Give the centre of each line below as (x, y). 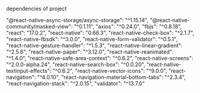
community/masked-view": (40, 27)
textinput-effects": (29, 71)
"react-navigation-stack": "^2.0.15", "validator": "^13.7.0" (75, 83)
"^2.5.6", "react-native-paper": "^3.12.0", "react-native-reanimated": (90, 52)
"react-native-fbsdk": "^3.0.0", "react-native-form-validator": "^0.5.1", (92, 39)
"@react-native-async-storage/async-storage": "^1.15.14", (77, 20)
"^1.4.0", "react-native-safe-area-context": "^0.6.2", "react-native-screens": (100, 58)
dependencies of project (37, 9)
